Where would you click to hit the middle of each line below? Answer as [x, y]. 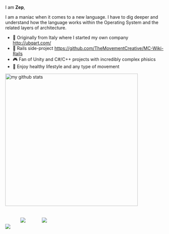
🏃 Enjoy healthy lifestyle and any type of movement [66, 67]
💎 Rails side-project [33, 48]
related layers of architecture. [36, 28]
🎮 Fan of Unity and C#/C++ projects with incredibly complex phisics [84, 59]
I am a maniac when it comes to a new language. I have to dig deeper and [82, 17]
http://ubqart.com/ [32, 43]
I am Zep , [15, 7]
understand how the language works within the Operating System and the [82, 22]
